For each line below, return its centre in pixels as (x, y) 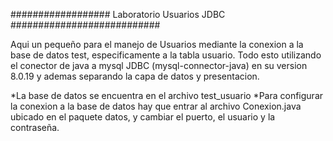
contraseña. (35, 127)
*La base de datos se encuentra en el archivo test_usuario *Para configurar (167, 95)
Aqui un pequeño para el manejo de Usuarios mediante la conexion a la (157, 44)
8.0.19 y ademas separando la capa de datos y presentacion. (135, 76)
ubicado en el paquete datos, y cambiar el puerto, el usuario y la (143, 117)
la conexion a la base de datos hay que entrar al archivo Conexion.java (156, 106)
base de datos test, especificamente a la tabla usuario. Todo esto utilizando (166, 55)
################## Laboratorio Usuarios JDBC (118, 14)
